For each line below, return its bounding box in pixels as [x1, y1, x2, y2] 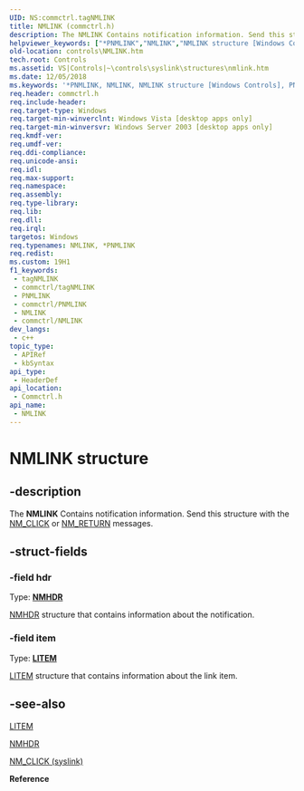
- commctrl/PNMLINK [13, 300, 88, 309]
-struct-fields [9, 545, 88, 560]
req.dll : [9, 215, 43, 225]
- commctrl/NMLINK [13, 316, 83, 326]
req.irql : [9, 224, 47, 233]
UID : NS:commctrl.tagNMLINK [9, 13, 116, 23]
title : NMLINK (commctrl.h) [9, 22, 116, 31]
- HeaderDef [13, 375, 59, 385]
